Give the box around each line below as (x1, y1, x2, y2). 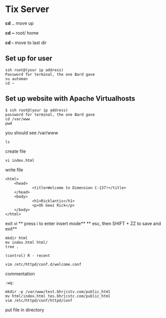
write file (5, 167, 23, 173)
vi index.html (5, 158, 35, 163)
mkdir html (5, 235, 28, 241)
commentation (5, 270, 35, 277)
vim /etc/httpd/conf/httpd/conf (5, 298, 72, 303)
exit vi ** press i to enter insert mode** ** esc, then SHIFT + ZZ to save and (5, 220, 161, 227)
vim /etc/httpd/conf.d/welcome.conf (5, 262, 81, 267)
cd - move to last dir (5, 39, 47, 46)
